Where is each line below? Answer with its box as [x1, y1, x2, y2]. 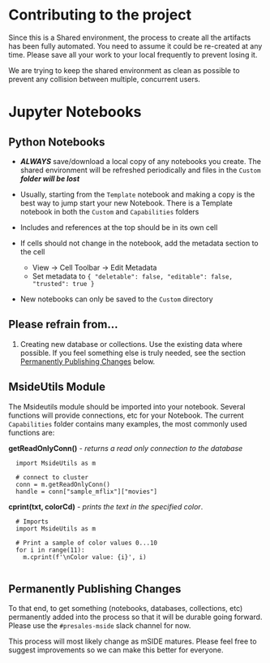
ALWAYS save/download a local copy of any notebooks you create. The [19, 156, 262, 166]
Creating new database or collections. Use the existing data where [19, 339, 243, 349]
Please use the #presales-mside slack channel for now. [8, 621, 191, 630]
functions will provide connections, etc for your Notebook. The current [8, 410, 245, 420]
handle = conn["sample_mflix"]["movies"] [15, 487, 158, 496]
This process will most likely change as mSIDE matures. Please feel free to [8, 636, 257, 647]
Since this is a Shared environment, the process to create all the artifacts [8, 32, 251, 42]
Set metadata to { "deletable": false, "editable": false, [32, 271, 234, 281]
